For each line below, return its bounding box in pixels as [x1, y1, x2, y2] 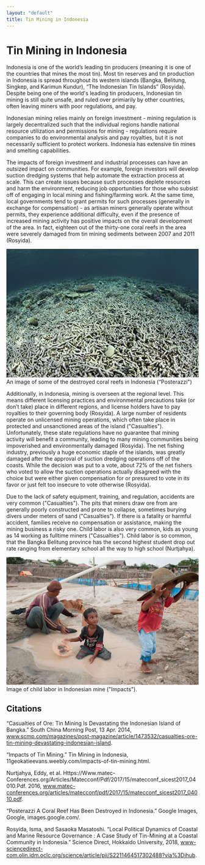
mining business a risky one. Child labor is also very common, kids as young [6, 525, 198, 533]
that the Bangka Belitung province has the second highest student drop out [6, 538, 195, 546]
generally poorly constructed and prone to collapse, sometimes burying [6, 506, 187, 513]
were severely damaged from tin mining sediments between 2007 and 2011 [6, 230, 195, 238]
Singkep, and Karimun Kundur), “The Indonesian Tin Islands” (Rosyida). [6, 83, 186, 91]
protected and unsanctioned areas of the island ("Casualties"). [6, 423, 164, 430]
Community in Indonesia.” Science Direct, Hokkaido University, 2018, [6, 839, 179, 846]
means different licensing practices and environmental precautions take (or [6, 396, 195, 404]
